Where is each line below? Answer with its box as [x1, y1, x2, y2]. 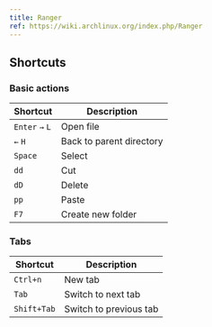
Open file [61, 121, 101, 133]
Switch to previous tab [64, 303, 159, 315]
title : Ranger [9, 13, 63, 23]
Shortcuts [9, 55, 66, 70]
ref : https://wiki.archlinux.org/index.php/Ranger [9, 22, 203, 31]
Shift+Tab [13, 304, 56, 314]
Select [61, 150, 88, 162]
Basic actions [9, 82, 70, 95]
